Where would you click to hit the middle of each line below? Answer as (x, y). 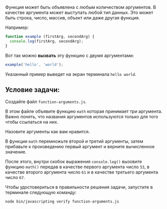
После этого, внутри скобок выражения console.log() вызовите (74, 162)
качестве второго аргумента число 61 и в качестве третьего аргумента (82, 172)
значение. (16, 152)
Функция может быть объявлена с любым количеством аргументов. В (81, 7)
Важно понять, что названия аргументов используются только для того (82, 117)
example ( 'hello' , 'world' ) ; (34, 64)
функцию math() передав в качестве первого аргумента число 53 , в (77, 167)
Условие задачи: (32, 90)
